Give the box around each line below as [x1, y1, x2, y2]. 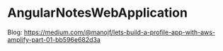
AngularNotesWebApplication [7, 5, 188, 21]
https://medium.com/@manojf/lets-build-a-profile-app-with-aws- [23, 28, 216, 36]
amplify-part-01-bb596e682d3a [7, 35, 101, 43]
